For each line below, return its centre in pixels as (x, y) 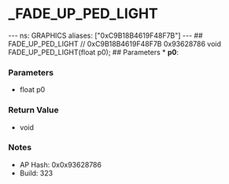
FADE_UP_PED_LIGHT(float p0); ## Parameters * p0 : (94, 52)
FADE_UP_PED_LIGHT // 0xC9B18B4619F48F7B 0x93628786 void (115, 43)
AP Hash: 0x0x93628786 (61, 164)
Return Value (33, 110)
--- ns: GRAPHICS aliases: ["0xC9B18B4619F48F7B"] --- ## (105, 35)
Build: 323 (36, 173)
